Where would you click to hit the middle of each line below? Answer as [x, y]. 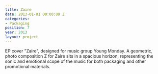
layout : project [22, 37]
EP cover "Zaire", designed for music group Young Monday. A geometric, [79, 51]
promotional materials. [28, 66]
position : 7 [17, 28]
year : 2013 [16, 32]
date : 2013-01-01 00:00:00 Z [35, 14]
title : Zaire [18, 10]
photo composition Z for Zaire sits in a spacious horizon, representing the [79, 56]
